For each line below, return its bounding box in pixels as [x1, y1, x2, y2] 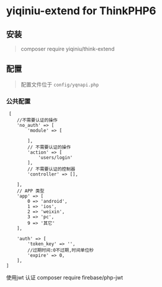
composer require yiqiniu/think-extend [20, 46, 115, 52]
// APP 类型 [17, 188, 45, 194]
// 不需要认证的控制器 [27, 166, 75, 173]
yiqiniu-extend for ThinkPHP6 [6, 4, 156, 18]
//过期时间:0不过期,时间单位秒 [27, 247, 94, 253]
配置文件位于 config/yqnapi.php [20, 81, 99, 88]
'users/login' [37, 155, 73, 161]
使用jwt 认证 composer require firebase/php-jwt [6, 274, 123, 281]
